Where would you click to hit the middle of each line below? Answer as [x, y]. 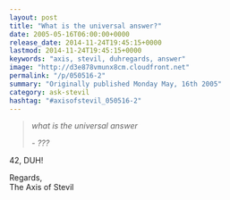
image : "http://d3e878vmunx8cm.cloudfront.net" [100, 68]
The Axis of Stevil [42, 187]
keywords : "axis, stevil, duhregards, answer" [98, 59]
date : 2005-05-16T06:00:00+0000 [69, 34]
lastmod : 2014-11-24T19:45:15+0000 [76, 51]
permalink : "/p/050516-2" [57, 76]
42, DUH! [26, 161]
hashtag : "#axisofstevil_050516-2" [76, 100]
